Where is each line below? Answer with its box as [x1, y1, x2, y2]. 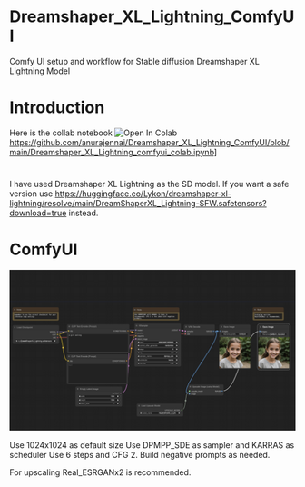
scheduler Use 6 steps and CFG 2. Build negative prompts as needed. [9, 449, 271, 460]
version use [9, 188, 54, 199]
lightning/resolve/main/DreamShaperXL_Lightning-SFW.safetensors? [9, 198, 267, 209]
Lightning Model [9, 65, 71, 76]
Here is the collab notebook [9, 127, 113, 138]
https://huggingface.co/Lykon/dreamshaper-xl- [54, 188, 231, 199]
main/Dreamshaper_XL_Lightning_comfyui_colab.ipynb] [9, 146, 218, 157]
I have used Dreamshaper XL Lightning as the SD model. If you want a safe [9, 179, 290, 190]
